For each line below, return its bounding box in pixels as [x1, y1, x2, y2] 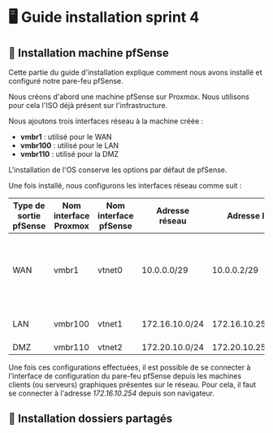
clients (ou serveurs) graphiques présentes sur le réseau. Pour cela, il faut [8, 380, 257, 389]
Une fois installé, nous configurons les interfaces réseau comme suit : [8, 181, 242, 190]
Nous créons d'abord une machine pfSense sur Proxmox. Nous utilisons [8, 92, 249, 102]
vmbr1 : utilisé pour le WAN [19, 132, 112, 141]
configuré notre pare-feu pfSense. [8, 76, 123, 85]
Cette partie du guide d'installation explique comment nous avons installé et [8, 67, 262, 77]
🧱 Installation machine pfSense [8, 45, 169, 59]
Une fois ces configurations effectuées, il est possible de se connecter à [8, 362, 251, 372]
